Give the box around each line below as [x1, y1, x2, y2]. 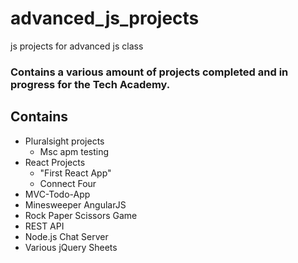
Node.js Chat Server [24, 230, 109, 242]
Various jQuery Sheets [24, 241, 118, 253]
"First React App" [39, 167, 112, 179]
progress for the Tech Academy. [10, 77, 171, 91]
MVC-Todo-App [24, 188, 91, 200]
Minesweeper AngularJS [24, 198, 127, 211]
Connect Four [39, 177, 97, 189]
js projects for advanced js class [10, 40, 144, 52]
